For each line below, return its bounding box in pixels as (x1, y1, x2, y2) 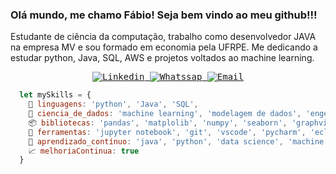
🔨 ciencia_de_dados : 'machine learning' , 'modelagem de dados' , (28, 109, 302, 119)
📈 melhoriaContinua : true (28, 146, 140, 156)
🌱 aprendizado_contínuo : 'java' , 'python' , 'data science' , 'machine (28, 136, 325, 147)
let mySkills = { (19, 90, 92, 100)
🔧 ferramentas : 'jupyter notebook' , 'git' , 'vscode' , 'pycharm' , (28, 127, 307, 137)
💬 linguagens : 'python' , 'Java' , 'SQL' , (28, 99, 199, 110)
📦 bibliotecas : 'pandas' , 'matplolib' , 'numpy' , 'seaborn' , (28, 118, 288, 128)
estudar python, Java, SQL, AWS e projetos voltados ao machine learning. (10, 52, 315, 64)
